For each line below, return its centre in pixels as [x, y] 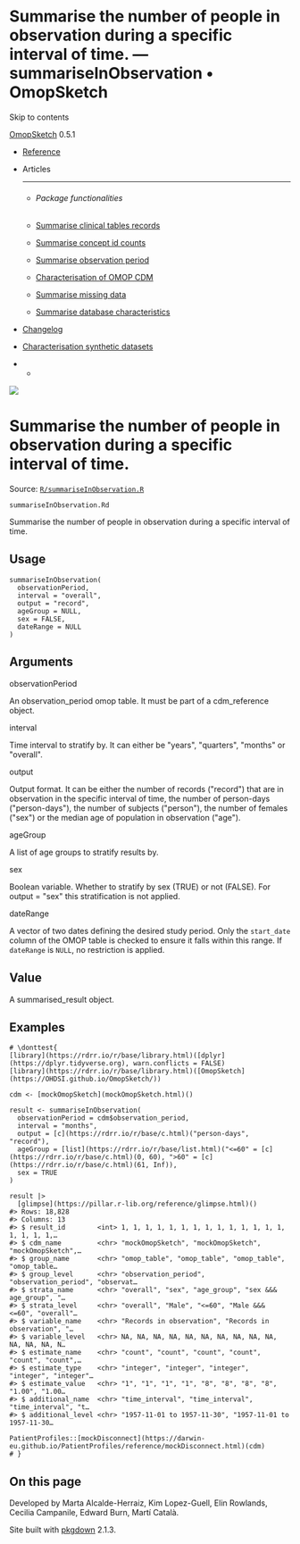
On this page [46, 1481]
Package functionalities [79, 197]
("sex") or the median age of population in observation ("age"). [125, 817]
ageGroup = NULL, [50, 611]
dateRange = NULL [50, 627]
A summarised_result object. [62, 999]
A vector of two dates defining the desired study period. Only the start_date [150, 931]
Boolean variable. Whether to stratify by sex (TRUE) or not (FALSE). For [140, 887]
